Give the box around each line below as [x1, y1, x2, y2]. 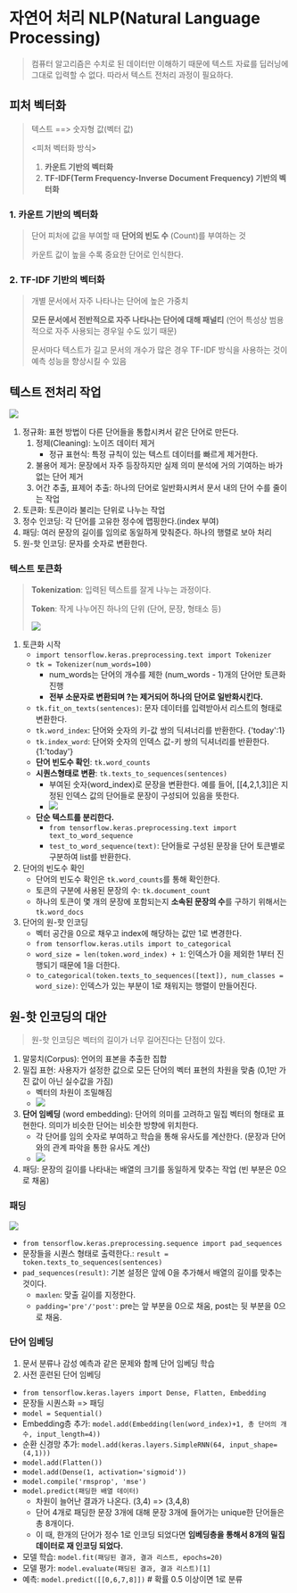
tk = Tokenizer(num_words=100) [35, 660, 153, 669]
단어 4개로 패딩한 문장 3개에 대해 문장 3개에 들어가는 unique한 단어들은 [35, 1506, 285, 1517]
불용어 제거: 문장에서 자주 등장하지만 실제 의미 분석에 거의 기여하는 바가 [35, 460, 284, 471]
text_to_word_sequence [48, 832, 134, 841]
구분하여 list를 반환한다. [48, 851, 131, 862]
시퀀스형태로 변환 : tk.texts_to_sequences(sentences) [35, 768, 228, 779]
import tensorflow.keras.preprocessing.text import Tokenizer [35, 651, 272, 660]
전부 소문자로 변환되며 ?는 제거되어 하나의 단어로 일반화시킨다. [48, 692, 263, 702]
